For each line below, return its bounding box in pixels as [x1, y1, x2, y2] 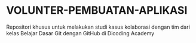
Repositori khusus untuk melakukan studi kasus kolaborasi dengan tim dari [6, 23, 190, 30]
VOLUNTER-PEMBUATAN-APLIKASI [6, 4, 188, 17]
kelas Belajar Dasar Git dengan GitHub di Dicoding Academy [6, 29, 155, 36]
